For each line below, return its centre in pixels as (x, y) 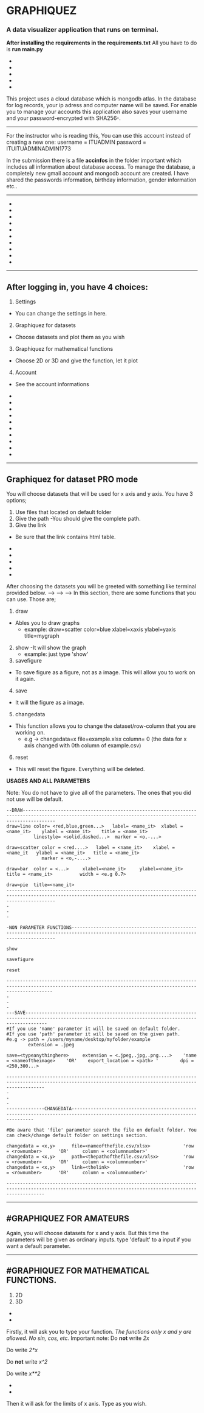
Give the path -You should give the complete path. (78, 519)
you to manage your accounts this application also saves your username (97, 112)
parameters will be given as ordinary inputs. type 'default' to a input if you (99, 1239)
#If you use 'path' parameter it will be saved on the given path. (93, 1034)
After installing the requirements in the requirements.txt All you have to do (102, 43)
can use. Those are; (31, 599)
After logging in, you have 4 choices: (77, 287)
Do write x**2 (23, 1373)
